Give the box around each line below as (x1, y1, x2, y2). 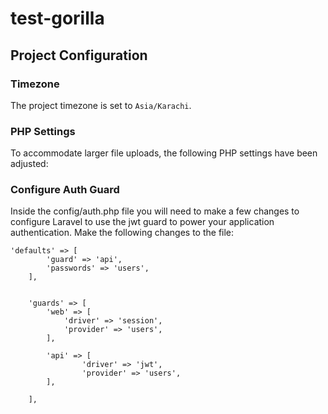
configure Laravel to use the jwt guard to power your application (10, 216, 275, 228)
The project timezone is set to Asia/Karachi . (10, 99, 192, 111)
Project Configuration (10, 47, 148, 64)
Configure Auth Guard (10, 183, 120, 197)
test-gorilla (10, 7, 105, 30)
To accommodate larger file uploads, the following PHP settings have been (10, 147, 318, 159)
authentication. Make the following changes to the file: (10, 227, 235, 239)
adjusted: (10, 158, 49, 170)
